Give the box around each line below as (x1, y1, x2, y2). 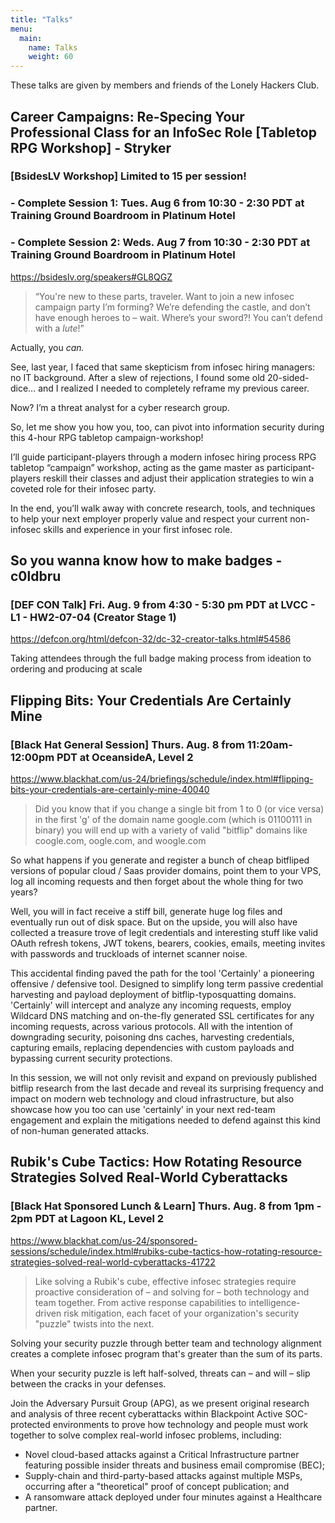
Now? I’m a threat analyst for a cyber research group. (10, 401, 230, 413)
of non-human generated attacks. (10, 1125, 150, 1137)
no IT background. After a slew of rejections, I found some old (10, 371, 266, 383)
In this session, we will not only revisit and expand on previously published (10, 1072, 318, 1084)
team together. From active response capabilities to (34, 1296, 247, 1308)
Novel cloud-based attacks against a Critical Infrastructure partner (24, 1448, 300, 1460)
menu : (10, 24, 33, 34)
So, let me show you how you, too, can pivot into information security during (10, 421, 325, 433)
